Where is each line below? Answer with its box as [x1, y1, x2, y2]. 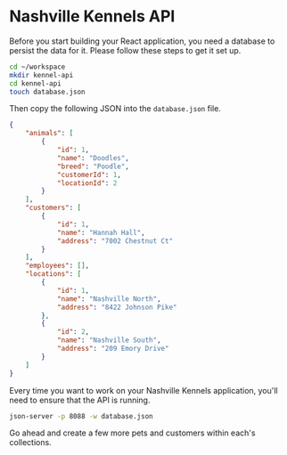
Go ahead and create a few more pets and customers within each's [9, 427, 256, 438]
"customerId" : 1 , [56, 170, 122, 179]
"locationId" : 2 [56, 178, 118, 188]
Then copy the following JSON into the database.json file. [9, 103, 221, 114]
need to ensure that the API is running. [9, 394, 151, 405]
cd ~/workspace [9, 62, 66, 71]
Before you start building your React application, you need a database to [9, 36, 275, 46]
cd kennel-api [9, 78, 62, 88]
